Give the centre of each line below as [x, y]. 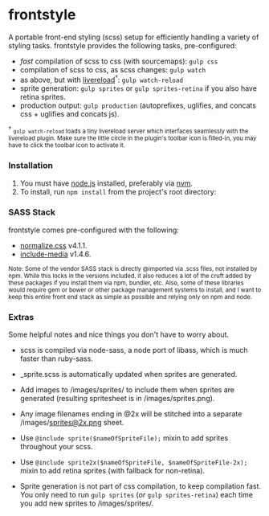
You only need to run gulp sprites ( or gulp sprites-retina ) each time [136, 495]
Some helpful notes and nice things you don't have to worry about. [119, 334]
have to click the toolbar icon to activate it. [67, 145]
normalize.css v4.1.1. [53, 245]
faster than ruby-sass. [57, 358]
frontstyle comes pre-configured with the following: [94, 230]
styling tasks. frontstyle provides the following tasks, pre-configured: [122, 45]
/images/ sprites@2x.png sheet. [72, 423]
